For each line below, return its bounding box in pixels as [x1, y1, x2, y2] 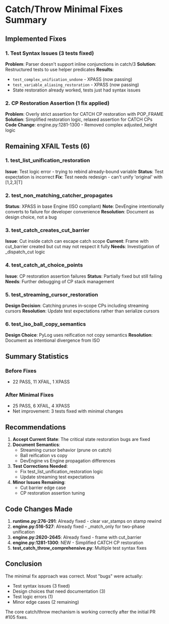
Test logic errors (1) [12, 593, 53, 600]
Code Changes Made [5, 505, 73, 513]
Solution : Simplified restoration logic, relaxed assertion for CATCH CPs [5, 116, 153, 122]
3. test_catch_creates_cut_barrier [5, 227, 90, 234]
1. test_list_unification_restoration [5, 157, 90, 164]
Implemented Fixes [5, 34, 67, 43]
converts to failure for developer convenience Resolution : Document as [5, 209, 154, 215]
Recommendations [5, 423, 66, 431]
